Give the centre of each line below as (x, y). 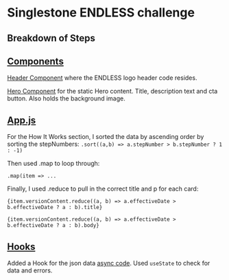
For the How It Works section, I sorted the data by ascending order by (106, 137)
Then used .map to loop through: (53, 164)
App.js (22, 120)
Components (35, 61)
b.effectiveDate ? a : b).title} (55, 208)
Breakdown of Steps (51, 38)
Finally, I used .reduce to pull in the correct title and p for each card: (103, 189)
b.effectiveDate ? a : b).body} (53, 226)
